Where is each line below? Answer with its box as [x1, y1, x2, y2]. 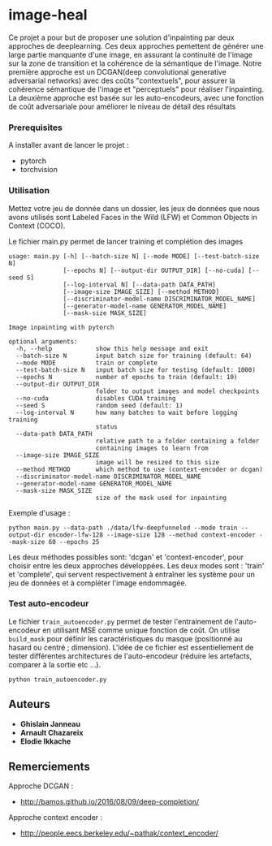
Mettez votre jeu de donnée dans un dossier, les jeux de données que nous [8, 203, 260, 213]
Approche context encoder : [8, 813, 103, 822]
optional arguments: [8, 337, 79, 346]
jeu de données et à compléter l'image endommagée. [8, 578, 188, 588]
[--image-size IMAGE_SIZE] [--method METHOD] [63, 287, 220, 296]
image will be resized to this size [95, 458, 220, 466]
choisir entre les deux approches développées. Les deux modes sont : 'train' [8, 560, 265, 570]
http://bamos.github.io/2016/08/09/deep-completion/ [19, 797, 200, 807]
